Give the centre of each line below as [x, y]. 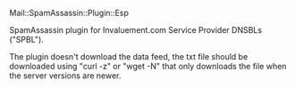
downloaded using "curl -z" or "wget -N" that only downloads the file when [148, 66]
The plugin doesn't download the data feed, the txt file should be [129, 56]
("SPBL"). [27, 40]
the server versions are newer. [65, 76]
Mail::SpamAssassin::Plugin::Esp [69, 13]
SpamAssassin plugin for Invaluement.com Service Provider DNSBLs [135, 30]
